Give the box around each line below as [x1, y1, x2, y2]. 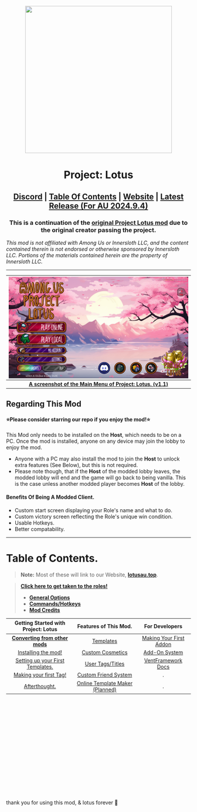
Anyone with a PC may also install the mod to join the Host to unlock [14, 455, 180, 462]
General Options [29, 594, 70, 601]
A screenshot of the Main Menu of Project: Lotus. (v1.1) [29, 380, 168, 387]
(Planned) [93, 686, 117, 693]
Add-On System [143, 648, 184, 656]
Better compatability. [14, 525, 66, 532]
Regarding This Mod [6, 399, 81, 409]
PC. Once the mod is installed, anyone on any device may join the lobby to [6, 438, 185, 445]
